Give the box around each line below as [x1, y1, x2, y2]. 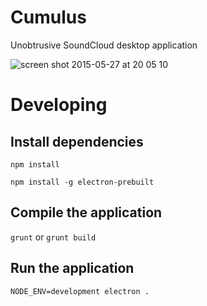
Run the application [10, 260, 135, 277]
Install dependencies [10, 133, 144, 150]
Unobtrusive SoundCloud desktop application [10, 39, 198, 51]
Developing [10, 94, 108, 116]
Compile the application [10, 204, 163, 221]
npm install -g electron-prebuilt [10, 177, 155, 187]
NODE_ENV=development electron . [10, 286, 150, 296]
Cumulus [10, 6, 87, 29]
